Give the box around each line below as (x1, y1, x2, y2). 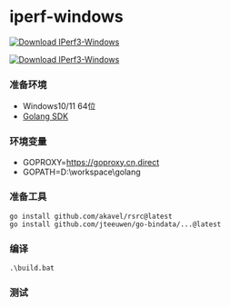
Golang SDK (22, 111, 69, 122)
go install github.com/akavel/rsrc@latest (9, 212, 173, 221)
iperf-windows (9, 6, 125, 27)
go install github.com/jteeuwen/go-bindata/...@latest (9, 220, 222, 229)
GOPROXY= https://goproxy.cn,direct (22, 156, 160, 167)
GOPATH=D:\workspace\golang (22, 166, 141, 177)
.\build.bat (9, 263, 55, 273)
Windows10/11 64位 (22, 101, 96, 112)
